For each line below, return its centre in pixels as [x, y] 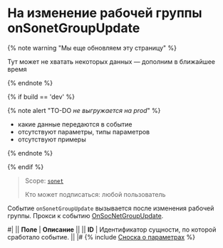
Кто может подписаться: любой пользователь [95, 194]
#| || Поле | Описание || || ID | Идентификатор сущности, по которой [112, 230]
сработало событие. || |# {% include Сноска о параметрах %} [102, 237]
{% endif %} [26, 167]
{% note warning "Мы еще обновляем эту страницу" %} [92, 48]
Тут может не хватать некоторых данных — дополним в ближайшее [111, 61]
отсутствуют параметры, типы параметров [84, 131]
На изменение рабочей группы [105, 13]
